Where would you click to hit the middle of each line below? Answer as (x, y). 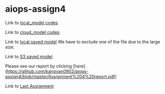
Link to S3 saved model (29, 56)
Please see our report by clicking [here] (45, 66)
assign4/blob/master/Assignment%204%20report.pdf (60, 76)
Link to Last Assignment (30, 86)
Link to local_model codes (32, 23)
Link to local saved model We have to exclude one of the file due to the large (83, 42)
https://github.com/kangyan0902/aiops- (48, 71)
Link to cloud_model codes (33, 32)
